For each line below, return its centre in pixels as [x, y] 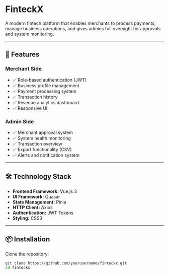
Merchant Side [23, 69]
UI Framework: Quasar [36, 196]
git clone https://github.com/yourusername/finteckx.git [66, 263]
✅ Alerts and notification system [46, 155]
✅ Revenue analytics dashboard [46, 102]
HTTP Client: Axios [32, 207]
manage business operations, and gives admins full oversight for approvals [83, 28]
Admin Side [20, 121]
